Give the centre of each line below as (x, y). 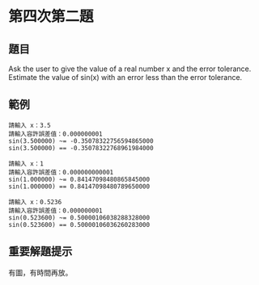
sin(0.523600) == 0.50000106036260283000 (79, 224)
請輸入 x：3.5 (30, 125)
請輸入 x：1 (26, 163)
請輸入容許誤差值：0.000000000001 (61, 172)
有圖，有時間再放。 (40, 272)
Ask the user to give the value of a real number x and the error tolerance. (130, 69)
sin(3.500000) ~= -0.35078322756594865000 (81, 141)
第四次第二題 (51, 17)
